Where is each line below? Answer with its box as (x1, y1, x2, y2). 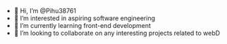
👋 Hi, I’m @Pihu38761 (13, 7, 76, 15)
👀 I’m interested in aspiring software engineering (13, 14, 156, 22)
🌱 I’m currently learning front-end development (13, 22, 152, 29)
